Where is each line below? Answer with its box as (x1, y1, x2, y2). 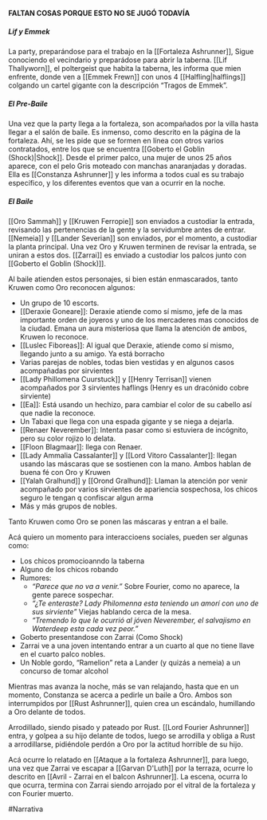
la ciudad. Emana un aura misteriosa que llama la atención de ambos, (19, 324, 247, 333)
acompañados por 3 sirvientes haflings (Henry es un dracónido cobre (19, 383, 249, 392)
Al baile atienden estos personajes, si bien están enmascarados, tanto (8, 274, 238, 284)
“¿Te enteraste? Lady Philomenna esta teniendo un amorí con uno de (31, 598, 259, 608)
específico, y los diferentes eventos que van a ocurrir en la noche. (8, 178, 226, 187)
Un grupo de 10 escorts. (19, 298, 100, 308)
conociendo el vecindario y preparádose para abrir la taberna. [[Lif (8, 55, 227, 65)
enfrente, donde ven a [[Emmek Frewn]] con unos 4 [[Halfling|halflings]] (8, 72, 246, 81)
